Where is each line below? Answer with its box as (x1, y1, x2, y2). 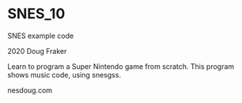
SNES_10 (7, 5, 66, 23)
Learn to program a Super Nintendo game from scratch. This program (7, 61, 235, 71)
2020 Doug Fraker (7, 46, 67, 55)
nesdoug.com (7, 85, 53, 95)
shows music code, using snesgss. (7, 70, 122, 79)
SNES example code (7, 31, 74, 40)
